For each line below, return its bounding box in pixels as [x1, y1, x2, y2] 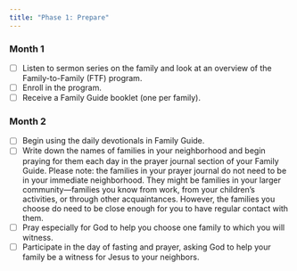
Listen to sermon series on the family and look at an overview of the [21, 62, 272, 73]
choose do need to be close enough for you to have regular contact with [21, 202, 288, 214]
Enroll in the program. [21, 82, 103, 93]
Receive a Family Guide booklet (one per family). [21, 93, 201, 103]
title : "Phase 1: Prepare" [9, 12, 110, 22]
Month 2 [9, 115, 46, 127]
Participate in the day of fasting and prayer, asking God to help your [21, 242, 272, 252]
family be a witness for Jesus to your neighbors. [21, 251, 200, 262]
